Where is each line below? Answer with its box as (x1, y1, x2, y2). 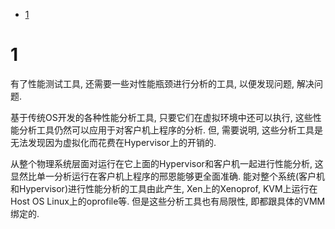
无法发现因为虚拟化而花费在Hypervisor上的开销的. (10, 136, 217, 148)
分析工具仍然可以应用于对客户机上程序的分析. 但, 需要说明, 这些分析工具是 (18, 124, 323, 136)
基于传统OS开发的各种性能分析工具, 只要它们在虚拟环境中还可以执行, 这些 (10, 111, 313, 123)
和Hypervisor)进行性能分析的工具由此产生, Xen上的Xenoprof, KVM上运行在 (10, 182, 318, 194)
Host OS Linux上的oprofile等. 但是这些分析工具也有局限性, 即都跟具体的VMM (10, 195, 326, 207)
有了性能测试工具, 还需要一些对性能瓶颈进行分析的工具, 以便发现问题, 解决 (10, 77, 315, 89)
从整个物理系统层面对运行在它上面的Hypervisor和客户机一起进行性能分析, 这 (10, 157, 324, 169)
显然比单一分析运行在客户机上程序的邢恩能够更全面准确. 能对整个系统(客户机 (10, 170, 326, 182)
